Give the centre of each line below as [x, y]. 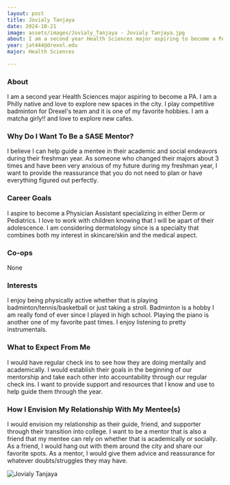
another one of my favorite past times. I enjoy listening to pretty [97, 322]
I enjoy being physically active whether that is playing [82, 300]
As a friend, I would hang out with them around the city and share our [105, 446]
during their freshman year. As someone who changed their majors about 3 [113, 158]
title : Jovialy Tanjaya [41, 20]
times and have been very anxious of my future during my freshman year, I [112, 166]
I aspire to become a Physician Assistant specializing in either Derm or [106, 213]
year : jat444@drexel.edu [42, 45]
